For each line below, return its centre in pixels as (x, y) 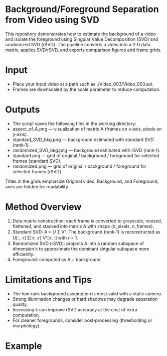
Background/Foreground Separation (82, 9)
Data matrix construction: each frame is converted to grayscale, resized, (87, 221)
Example (24, 346)
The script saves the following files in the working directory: (74, 124)
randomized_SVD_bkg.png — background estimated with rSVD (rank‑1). (86, 150)
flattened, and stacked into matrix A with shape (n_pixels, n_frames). (83, 226)
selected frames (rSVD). (37, 171)
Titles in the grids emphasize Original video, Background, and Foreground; (82, 181)
